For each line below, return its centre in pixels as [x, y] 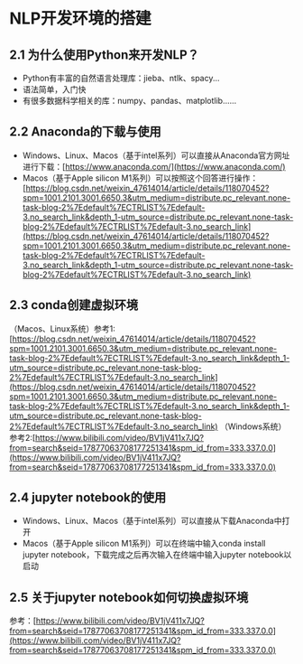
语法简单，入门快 [54, 89]
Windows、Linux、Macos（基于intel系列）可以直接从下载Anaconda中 [152, 521]
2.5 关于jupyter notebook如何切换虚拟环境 [129, 597]
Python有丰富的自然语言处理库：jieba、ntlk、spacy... [121, 78]
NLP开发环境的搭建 [80, 19]
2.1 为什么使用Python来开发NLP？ [105, 55]
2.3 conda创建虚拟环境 [74, 305]
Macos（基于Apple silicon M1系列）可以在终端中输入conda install [144, 544]
